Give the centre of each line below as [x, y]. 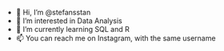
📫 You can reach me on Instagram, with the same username [116, 38]
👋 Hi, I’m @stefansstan [53, 12]
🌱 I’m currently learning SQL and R [73, 29]
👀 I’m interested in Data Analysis [69, 21]
